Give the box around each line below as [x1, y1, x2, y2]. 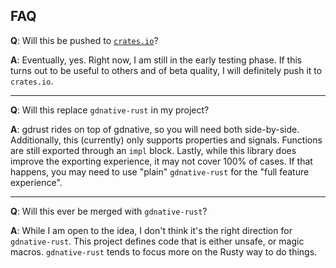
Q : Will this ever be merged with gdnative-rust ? [10, 205, 208, 217]
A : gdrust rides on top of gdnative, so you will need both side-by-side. [10, 123, 300, 135]
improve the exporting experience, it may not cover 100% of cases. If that [10, 155, 313, 167]
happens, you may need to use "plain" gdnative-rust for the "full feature [10, 165, 310, 178]
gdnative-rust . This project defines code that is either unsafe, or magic [10, 235, 305, 247]
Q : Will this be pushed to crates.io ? [10, 34, 159, 46]
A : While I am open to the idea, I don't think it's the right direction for [10, 224, 293, 236]
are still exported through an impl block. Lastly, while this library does [10, 144, 297, 156]
